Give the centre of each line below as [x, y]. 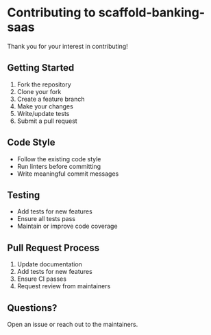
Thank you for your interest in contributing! [67, 46]
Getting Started [41, 68]
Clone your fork [39, 91]
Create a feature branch [51, 99]
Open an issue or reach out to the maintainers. [73, 324]
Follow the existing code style [59, 159]
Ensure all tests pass [46, 219]
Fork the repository [44, 84]
